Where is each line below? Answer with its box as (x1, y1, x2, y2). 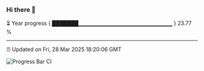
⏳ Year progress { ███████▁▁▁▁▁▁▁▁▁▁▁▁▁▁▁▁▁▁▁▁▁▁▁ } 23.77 (6, 19, 192, 27)
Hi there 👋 (6, 5, 36, 14)
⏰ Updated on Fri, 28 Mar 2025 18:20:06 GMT (6, 46, 121, 53)
